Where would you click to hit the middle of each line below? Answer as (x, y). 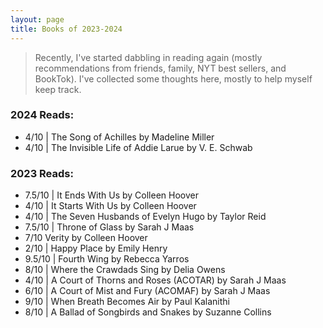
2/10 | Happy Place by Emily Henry (96, 248)
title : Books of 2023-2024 (66, 29)
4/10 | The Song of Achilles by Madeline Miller (119, 137)
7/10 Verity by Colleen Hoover (86, 238)
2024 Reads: (42, 115)
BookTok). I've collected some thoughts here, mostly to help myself (173, 78)
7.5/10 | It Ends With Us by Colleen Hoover (111, 195)
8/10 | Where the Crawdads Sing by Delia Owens (125, 270)
